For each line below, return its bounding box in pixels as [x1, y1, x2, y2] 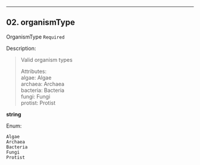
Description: [6, 45, 36, 52]
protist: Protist [20, 99, 56, 106]
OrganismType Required [6, 33, 65, 40]
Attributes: [20, 68, 47, 75]
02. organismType [6, 17, 76, 27]
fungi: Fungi [20, 93, 51, 100]
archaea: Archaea [20, 80, 64, 87]
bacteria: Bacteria [20, 87, 64, 94]
